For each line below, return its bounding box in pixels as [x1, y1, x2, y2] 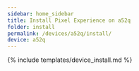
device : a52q [7, 37, 46, 44]
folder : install [7, 23, 55, 30]
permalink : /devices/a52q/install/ [7, 30, 112, 37]
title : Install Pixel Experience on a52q [7, 17, 131, 24]
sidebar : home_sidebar [7, 10, 74, 18]
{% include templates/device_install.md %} [7, 56, 133, 64]
